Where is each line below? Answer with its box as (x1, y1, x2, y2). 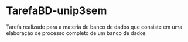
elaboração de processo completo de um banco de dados (6, 29, 146, 36)
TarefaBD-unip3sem (6, 4, 107, 17)
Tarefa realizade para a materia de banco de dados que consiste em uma (6, 23, 183, 30)
